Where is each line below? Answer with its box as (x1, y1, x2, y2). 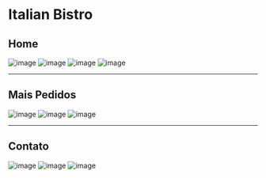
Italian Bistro (8, 6, 93, 24)
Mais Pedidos (8, 89, 77, 102)
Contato (8, 140, 49, 153)
